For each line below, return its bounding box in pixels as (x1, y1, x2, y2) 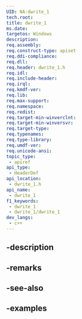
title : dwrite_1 (6, 20, 47, 26)
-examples (6, 303, 47, 314)
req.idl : (6, 70, 28, 76)
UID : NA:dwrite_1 (6, 8, 50, 15)
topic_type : (6, 153, 36, 159)
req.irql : (6, 81, 31, 87)
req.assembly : (6, 42, 42, 48)
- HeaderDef (8, 170, 39, 177)
